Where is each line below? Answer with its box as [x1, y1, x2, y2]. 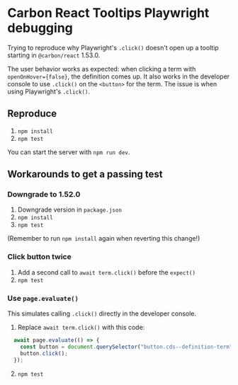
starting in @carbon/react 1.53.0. [7, 51, 101, 59]
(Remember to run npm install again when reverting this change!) [7, 234, 200, 243]
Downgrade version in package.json [17, 205, 123, 214]
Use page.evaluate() [7, 293, 79, 303]
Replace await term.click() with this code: [17, 323, 145, 332]
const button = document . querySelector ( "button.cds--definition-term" [20, 343, 233, 350]
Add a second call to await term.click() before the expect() [17, 268, 196, 277]
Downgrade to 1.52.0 [7, 190, 81, 200]
